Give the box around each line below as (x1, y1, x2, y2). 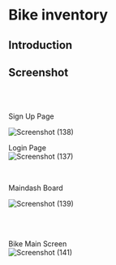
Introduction (8, 38, 73, 52)
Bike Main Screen (8, 239, 67, 249)
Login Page (8, 143, 47, 153)
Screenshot (8, 65, 69, 79)
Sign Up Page (8, 111, 54, 121)
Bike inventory (8, 6, 108, 24)
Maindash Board (8, 183, 63, 193)
